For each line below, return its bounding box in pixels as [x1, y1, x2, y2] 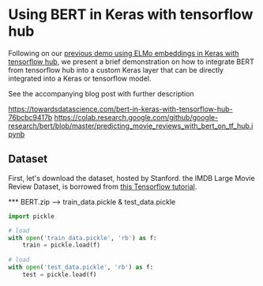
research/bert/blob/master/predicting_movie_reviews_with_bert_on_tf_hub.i [8, 121, 254, 130]
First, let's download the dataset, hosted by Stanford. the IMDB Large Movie [8, 173, 255, 183]
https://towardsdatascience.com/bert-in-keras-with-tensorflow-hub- [8, 104, 233, 114]
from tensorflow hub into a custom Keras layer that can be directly [8, 65, 224, 74]
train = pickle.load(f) [22, 241, 101, 250]
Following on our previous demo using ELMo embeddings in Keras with [8, 48, 239, 58]
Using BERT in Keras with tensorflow [8, 6, 254, 24]
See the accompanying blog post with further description [8, 88, 195, 98]
